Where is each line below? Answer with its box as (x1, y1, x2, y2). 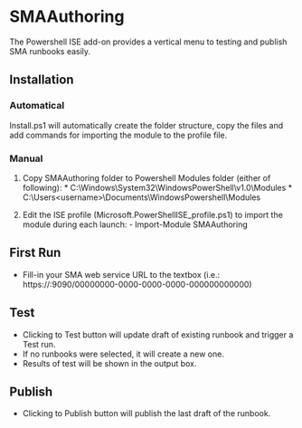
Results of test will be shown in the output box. (22, 357, 197, 368)
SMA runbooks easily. (9, 45, 91, 56)
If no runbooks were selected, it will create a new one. (22, 348, 224, 359)
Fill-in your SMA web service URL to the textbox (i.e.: (22, 269, 221, 280)
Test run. (22, 338, 56, 349)
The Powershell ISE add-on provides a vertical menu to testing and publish (9, 36, 288, 47)
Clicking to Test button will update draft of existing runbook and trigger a (22, 328, 294, 340)
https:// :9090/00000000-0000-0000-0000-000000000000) (22, 279, 252, 290)
